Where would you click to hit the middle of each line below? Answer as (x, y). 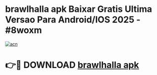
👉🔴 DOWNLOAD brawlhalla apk (72, 65)
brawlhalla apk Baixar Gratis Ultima (79, 9)
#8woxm (24, 30)
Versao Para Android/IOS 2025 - (73, 20)
